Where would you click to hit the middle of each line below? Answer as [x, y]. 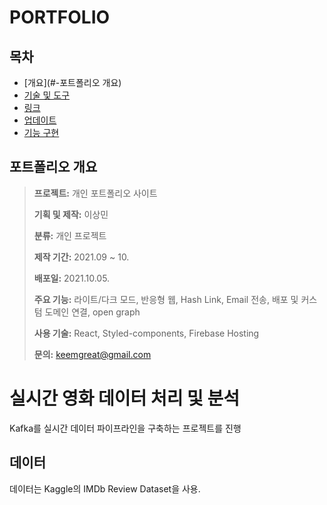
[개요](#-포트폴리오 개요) [72, 82]
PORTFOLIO [60, 17]
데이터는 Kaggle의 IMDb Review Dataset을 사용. [105, 488]
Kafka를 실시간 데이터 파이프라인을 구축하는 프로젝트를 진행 [125, 428]
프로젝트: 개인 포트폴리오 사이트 [95, 193]
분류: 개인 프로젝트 [70, 235]
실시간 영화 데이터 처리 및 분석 [125, 398]
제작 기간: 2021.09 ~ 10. [81, 257]
